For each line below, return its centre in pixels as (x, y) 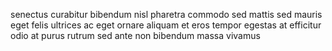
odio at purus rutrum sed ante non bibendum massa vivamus (135, 35)
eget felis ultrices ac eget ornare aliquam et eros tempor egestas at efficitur (166, 25)
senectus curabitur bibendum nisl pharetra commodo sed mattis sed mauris (166, 14)
